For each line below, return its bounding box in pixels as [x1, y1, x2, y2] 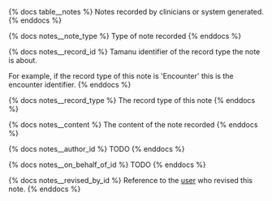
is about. [8, 56, 38, 65]
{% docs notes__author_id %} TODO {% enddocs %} [8, 144, 185, 153]
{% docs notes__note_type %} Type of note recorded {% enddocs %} [8, 32, 242, 41]
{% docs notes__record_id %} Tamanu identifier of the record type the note [8, 47, 261, 56]
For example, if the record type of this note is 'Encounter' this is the [8, 71, 234, 80]
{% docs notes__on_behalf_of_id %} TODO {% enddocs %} [8, 160, 207, 169]
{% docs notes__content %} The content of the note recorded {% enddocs [8, 120, 258, 129]
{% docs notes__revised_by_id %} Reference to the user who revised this [8, 176, 253, 185]
